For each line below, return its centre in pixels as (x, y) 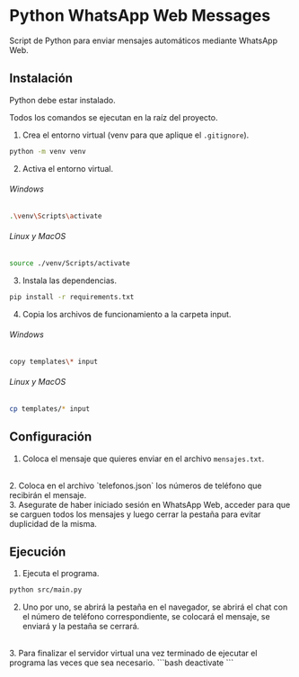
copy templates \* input (54, 361)
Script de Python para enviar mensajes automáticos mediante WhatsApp (144, 40)
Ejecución (38, 552)
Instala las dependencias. (69, 281)
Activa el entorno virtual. (68, 168)
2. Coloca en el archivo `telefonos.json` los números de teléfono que (136, 485)
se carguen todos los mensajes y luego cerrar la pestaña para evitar (135, 514)
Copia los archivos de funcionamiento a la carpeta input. (127, 314)
